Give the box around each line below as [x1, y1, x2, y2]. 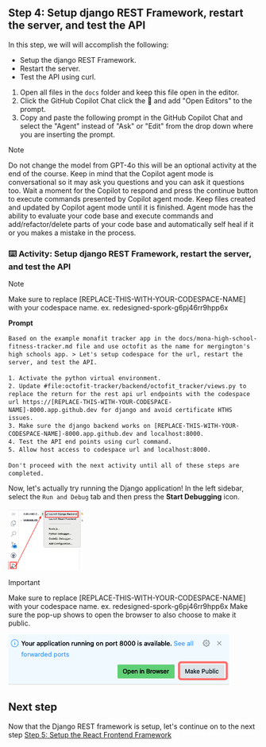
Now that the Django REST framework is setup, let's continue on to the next [8, 722, 256, 731]
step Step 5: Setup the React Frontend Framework [8, 730, 172, 739]
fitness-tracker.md [8, 343, 73, 351]
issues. [8, 414, 34, 422]
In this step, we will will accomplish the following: [8, 40, 169, 49]
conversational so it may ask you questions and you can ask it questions [8, 177, 245, 187]
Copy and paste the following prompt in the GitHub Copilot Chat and [19, 113, 244, 122]
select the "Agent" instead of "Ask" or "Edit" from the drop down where [19, 121, 254, 130]
